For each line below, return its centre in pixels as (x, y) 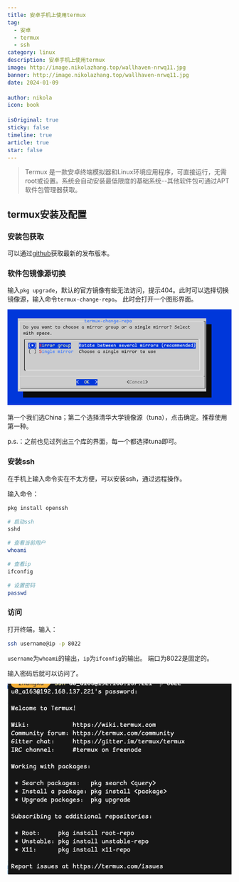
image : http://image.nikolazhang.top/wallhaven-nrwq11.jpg (97, 68)
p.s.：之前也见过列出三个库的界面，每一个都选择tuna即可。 (94, 442)
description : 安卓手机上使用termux (56, 60)
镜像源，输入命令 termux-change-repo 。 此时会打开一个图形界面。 (102, 299)
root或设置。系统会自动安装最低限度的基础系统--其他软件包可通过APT (127, 181)
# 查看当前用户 (27, 543)
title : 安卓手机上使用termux (47, 15)
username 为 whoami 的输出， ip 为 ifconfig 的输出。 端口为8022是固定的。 (110, 658)
